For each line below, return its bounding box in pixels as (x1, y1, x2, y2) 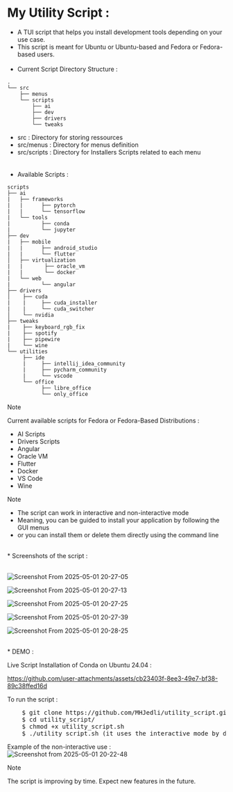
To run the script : (7, 695, 58, 704)
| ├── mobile (7, 238, 51, 245)
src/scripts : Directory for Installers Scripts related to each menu (17, 148, 201, 156)
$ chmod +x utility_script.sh (21, 722, 125, 730)
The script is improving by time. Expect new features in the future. (7, 777, 196, 785)
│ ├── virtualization (7, 256, 76, 264)
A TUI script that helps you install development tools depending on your (17, 28, 223, 36)
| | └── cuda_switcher (7, 305, 95, 312)
